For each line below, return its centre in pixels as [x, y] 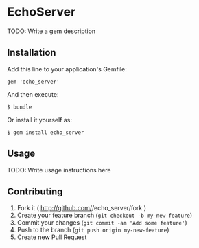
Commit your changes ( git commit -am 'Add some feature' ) [102, 223]
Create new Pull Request [52, 237]
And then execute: [33, 94]
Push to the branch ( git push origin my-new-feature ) [93, 230]
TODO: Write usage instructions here [59, 170]
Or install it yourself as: [39, 120]
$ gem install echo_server [46, 132]
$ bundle [20, 107]
